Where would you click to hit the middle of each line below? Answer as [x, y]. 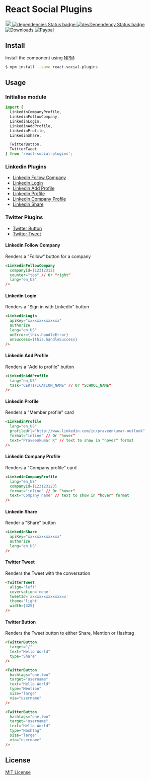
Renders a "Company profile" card [41, 467]
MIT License [18, 772]
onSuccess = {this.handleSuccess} [44, 339]
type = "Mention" [26, 689]
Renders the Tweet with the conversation [48, 573]
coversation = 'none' [30, 592]
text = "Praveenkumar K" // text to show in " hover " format [72, 440]
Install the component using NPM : [40, 58]
